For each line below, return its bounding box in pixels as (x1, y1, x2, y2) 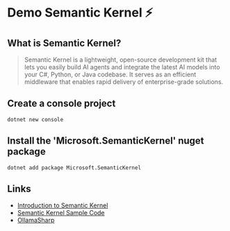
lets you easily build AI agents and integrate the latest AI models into (24, 63, 220, 71)
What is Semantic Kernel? (7, 37, 122, 49)
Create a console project (7, 98, 116, 110)
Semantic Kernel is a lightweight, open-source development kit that (24, 55, 217, 64)
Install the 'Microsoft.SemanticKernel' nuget (7, 135, 204, 147)
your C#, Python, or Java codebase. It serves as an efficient (24, 70, 197, 78)
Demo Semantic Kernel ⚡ (7, 5, 154, 21)
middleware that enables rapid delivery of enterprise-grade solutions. (24, 78, 224, 86)
